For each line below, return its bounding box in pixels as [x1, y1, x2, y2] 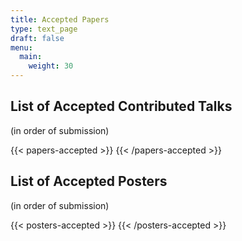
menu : [10, 42, 33, 53]
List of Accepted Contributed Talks [10, 98, 233, 115]
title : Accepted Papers [10, 14, 110, 25]
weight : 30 [28, 61, 74, 71]
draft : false [10, 33, 65, 43]
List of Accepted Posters [10, 173, 168, 190]
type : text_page [10, 24, 78, 34]
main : [19, 52, 43, 62]
